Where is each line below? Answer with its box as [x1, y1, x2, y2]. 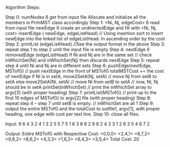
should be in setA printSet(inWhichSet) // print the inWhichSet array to [5, 84, 152, 90]
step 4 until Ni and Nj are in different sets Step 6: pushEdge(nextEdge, [5, 63, 152, 68]
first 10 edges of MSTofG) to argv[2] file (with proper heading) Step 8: [5, 95, 151, 101]
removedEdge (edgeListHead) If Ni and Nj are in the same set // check [5, 52, 152, 58]
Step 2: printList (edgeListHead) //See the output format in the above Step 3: [5, 41, 165, 47]
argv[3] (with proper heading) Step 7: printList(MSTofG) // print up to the [5, 90, 157, 95]
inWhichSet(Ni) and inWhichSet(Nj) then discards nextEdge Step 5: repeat [5, 57, 160, 63]
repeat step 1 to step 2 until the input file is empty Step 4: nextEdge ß [5, 47, 150, 52]
